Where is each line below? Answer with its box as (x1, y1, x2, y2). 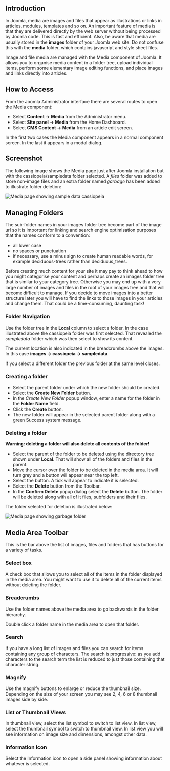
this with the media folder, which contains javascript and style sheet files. (5, 44, 158, 50)
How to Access (5, 85, 54, 94)
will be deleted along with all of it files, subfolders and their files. (12, 494, 147, 500)
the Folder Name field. (12, 400, 60, 407)
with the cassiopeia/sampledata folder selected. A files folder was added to (5, 173, 163, 179)
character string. (5, 661, 40, 667)
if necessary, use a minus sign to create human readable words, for (12, 253, 153, 259)
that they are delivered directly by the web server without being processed (5, 28, 161, 34)
